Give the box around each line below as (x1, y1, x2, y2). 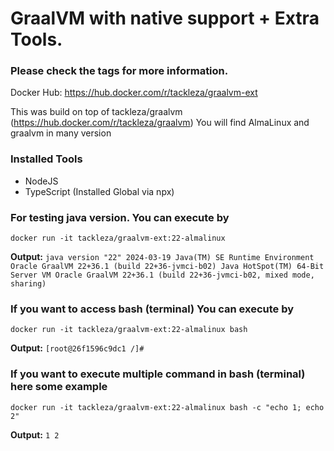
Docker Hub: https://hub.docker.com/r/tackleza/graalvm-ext (10, 87, 258, 99)
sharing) (10, 279, 47, 289)
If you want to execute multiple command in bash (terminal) (10, 367, 306, 381)
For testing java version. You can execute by (10, 210, 230, 224)
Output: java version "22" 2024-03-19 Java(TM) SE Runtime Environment (10, 251, 315, 263)
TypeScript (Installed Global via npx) (24, 185, 175, 197)
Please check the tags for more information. (10, 64, 229, 78)
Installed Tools (10, 152, 83, 166)
